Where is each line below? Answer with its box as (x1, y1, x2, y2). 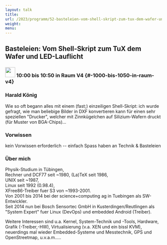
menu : (5, 26, 16, 31)
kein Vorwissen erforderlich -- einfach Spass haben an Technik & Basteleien (5, 143, 162, 149)
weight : (5, 21, 21, 26)
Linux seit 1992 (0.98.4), (5, 183, 55, 189)
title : (5, 12, 19, 17)
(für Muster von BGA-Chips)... (5, 119, 67, 125)
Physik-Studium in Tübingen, (5, 167, 64, 173)
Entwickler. (5, 198, 28, 205)
